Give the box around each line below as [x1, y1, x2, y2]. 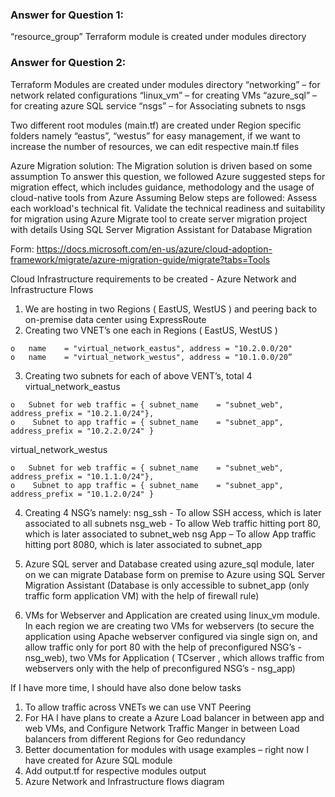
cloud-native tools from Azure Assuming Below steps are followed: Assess [10, 191, 318, 203]
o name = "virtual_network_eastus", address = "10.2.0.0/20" [10, 343, 293, 353]
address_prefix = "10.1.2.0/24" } [10, 489, 155, 499]
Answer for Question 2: [10, 56, 127, 70]
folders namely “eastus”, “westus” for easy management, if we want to [10, 129, 301, 142]
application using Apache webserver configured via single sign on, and [24, 630, 318, 642]
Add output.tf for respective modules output [24, 764, 207, 777]
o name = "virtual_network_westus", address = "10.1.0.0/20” [10, 352, 293, 362]
